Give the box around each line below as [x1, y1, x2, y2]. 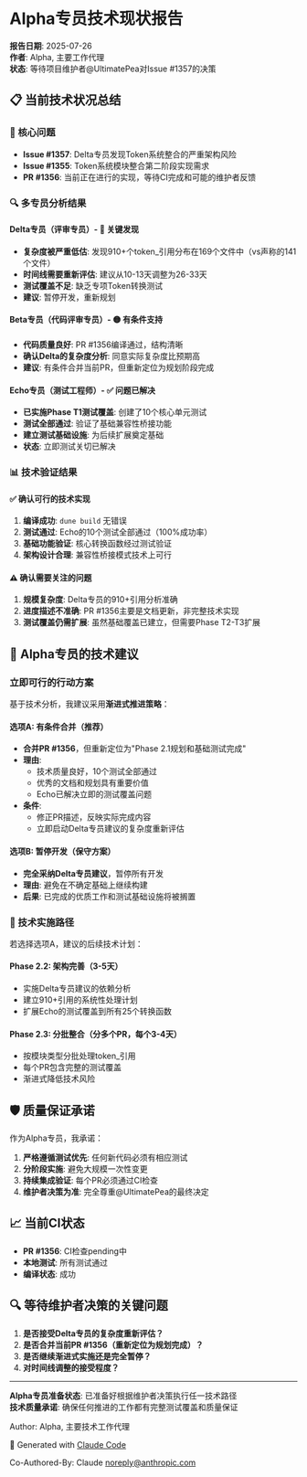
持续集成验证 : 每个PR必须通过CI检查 [22, 1175, 158, 1186]
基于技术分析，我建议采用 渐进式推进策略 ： [9, 698, 170, 709]
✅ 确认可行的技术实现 [9, 493, 91, 504]
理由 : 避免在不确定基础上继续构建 [22, 879, 148, 890]
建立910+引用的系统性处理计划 [22, 994, 139, 1005]
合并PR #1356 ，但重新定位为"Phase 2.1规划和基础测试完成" [22, 743, 247, 754]
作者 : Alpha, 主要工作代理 [9, 51, 105, 62]
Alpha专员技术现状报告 [9, 8, 184, 29]
